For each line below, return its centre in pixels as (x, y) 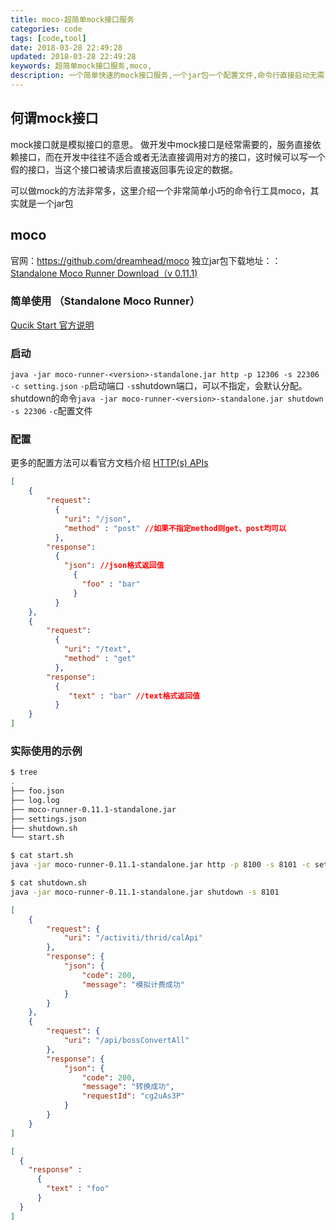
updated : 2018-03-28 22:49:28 (73, 57)
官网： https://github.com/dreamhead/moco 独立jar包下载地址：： (146, 260)
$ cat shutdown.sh (48, 883)
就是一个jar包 (46, 203)
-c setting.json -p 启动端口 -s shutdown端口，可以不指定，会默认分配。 (159, 386)
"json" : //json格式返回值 (114, 566)
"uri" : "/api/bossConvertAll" (126, 1041)
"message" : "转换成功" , (128, 1087)
